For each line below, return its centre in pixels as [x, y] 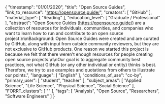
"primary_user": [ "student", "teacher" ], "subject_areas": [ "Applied [73, 80]
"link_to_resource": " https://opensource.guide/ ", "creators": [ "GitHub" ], [79, 12]
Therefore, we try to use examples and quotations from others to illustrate [80, 70]
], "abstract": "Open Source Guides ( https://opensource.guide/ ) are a [75, 23]
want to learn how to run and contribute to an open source [65, 33]
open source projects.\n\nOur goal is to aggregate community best [73, 59]
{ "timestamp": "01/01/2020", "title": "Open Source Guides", [66, 7]
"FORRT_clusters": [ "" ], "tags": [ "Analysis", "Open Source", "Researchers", [82, 91]
